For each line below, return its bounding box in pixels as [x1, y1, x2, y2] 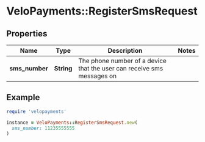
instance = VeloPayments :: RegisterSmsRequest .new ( [6, 120, 138, 126]
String [54, 64, 73, 72]
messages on [78, 72, 117, 80]
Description [107, 47, 143, 55]
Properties [6, 29, 48, 39]
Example [6, 92, 40, 103]
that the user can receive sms [78, 64, 164, 72]
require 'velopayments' [6, 108, 67, 115]
